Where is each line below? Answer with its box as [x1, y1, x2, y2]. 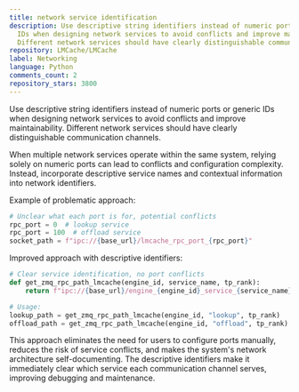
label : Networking [9, 54, 77, 63]
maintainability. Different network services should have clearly [9, 122, 238, 133]
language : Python [9, 63, 74, 72]
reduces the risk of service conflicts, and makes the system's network [9, 344, 267, 356]
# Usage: [9, 302, 42, 311]
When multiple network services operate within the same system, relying [9, 148, 277, 160]
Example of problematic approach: [9, 195, 136, 205]
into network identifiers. [9, 177, 97, 188]
